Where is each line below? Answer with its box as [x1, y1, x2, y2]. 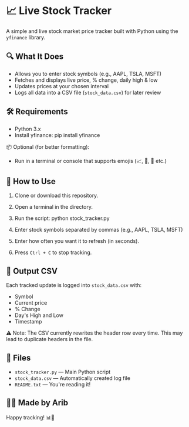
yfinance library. [6, 34, 46, 41]
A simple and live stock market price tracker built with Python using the [6, 27, 178, 35]
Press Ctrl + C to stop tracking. [14, 249, 92, 256]
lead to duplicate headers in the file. [6, 336, 93, 343]
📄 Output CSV [6, 266, 58, 276]
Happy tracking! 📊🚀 [6, 413, 55, 421]
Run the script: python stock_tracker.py [14, 215, 110, 222]
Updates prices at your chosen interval [14, 82, 109, 89]
